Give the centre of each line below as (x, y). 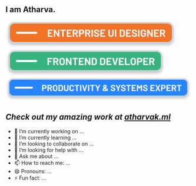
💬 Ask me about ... (36, 156)
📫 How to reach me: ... (42, 163)
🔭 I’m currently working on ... (49, 131)
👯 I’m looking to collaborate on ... (54, 144)
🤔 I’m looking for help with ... (49, 150)
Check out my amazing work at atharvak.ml (88, 117)
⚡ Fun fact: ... (30, 178)
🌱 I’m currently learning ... (45, 137)
